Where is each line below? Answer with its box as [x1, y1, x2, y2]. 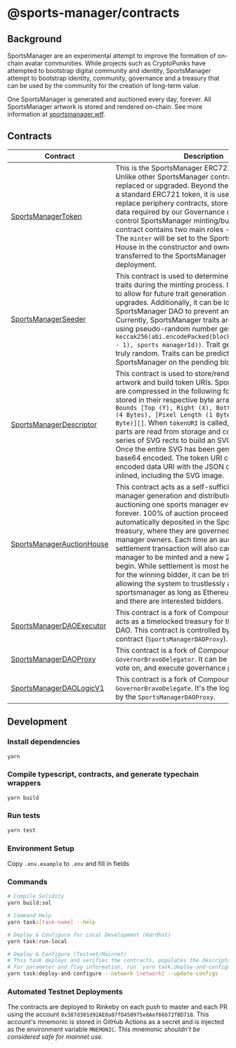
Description [183, 151, 224, 161]
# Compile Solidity [7, 893, 65, 900]
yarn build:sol [7, 900, 52, 907]
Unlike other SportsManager [115, 172, 209, 181]
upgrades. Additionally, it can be [115, 297, 223, 307]
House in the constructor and [115, 242, 212, 252]
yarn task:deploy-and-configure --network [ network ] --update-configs [7, 970, 218, 978]
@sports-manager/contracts [7, 5, 180, 21]
